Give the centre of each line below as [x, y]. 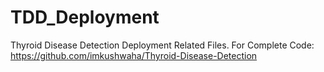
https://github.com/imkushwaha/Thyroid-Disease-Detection [134, 55]
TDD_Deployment [85, 17]
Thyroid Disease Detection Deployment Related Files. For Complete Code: [162, 45]
